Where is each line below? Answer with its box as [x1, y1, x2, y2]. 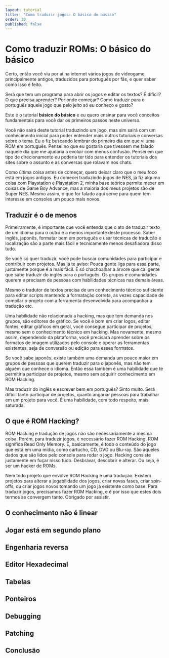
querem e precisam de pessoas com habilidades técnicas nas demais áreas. [5, 277, 164, 283]
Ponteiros [5, 595, 36, 603]
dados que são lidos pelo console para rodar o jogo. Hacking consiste [5, 451, 151, 458]
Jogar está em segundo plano [5, 526, 101, 534]
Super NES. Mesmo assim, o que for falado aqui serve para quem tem [5, 191, 151, 197]
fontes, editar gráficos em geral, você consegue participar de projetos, [5, 323, 153, 330]
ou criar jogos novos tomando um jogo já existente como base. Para [16, 483, 158, 489]
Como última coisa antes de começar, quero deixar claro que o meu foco [5, 169, 157, 175]
